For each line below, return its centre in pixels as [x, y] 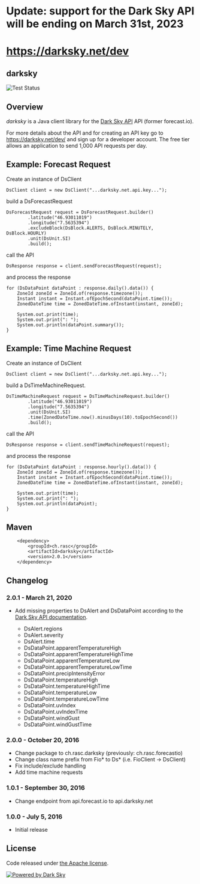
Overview [25, 107]
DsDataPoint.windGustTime [57, 725]
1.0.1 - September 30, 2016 [46, 788]
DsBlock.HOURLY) [26, 233]
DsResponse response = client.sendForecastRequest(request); [84, 266]
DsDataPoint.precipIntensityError [64, 674]
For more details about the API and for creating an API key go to [85, 133]
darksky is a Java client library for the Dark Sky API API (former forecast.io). [100, 121]
